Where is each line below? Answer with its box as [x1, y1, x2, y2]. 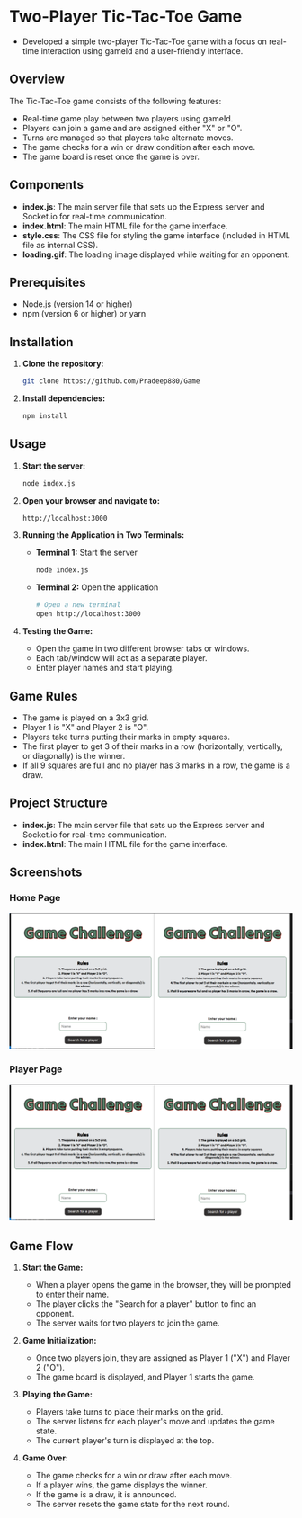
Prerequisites [9, 274, 86, 290]
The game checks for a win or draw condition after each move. [22, 141, 256, 152]
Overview [9, 72, 66, 87]
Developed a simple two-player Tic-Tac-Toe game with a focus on [22, 36, 268, 47]
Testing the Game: [22, 626, 93, 637]
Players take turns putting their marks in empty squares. [22, 731, 231, 743]
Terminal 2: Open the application [35, 582, 159, 593]
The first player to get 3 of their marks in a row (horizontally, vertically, [22, 741, 283, 752]
